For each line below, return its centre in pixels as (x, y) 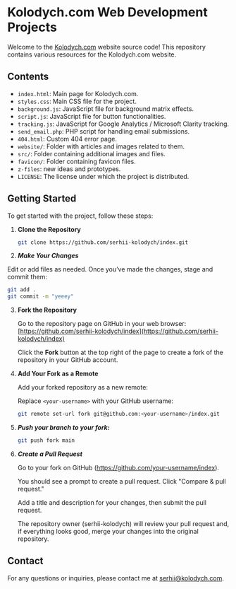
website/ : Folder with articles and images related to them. (101, 146)
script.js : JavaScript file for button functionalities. (92, 116)
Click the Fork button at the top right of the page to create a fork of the (120, 352)
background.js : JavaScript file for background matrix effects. (106, 109)
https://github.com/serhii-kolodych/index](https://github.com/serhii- (119, 331)
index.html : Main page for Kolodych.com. (78, 93)
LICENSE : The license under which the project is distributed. (103, 176)
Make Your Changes (48, 256)
